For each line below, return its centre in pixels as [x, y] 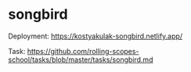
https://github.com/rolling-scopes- [83, 51]
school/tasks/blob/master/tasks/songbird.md [81, 59]
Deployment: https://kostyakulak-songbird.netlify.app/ [95, 36]
